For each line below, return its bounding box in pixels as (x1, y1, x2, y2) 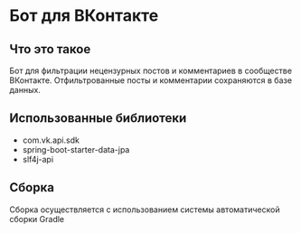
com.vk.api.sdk (22, 135, 80, 145)
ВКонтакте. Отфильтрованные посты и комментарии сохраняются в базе (9, 75, 292, 86)
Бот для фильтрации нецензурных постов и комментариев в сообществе (9, 65, 292, 76)
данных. (9, 85, 41, 95)
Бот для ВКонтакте (9, 5, 159, 26)
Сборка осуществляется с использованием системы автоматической (9, 204, 280, 215)
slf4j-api (22, 154, 54, 164)
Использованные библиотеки (9, 110, 187, 126)
